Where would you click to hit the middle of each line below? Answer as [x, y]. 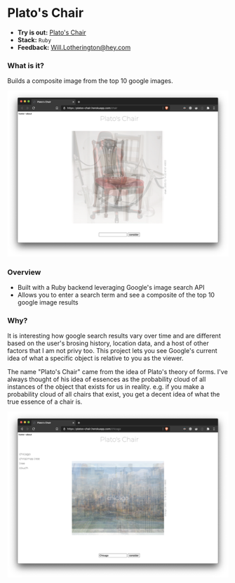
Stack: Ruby [34, 39]
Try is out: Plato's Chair [52, 32]
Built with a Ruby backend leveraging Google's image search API [111, 288]
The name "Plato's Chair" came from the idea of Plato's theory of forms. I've [117, 372]
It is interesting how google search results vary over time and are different [114, 336]
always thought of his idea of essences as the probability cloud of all [107, 379]
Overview [24, 272]
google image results [48, 302]
